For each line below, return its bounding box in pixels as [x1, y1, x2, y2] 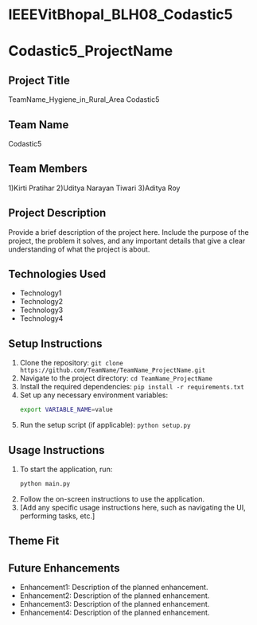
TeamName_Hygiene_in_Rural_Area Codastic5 [8, 95, 160, 104]
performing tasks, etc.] [19, 511, 95, 521]
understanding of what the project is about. [8, 244, 150, 254]
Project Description [8, 206, 107, 220]
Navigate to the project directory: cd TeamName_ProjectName [19, 373, 213, 383]
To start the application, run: [19, 464, 113, 474]
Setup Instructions [8, 337, 103, 350]
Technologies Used [8, 268, 106, 281]
